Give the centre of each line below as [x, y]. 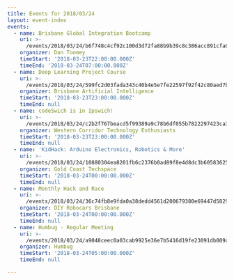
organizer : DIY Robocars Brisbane [70, 208]
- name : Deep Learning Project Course [70, 72]
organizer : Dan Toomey [53, 53]
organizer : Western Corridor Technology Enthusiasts [98, 130]
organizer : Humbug [46, 247]
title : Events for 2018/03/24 [51, 14]
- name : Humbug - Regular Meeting [63, 227]
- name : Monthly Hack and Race [59, 189]
